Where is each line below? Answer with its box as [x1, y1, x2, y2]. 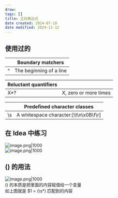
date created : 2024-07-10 [5, 20, 57, 26]
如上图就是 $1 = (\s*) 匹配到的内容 [5, 188, 73, 194]
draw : [5, 7, 16, 12]
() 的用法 [5, 163, 30, 171]
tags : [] [5, 12, 23, 16]
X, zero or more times [62, 89, 111, 96]
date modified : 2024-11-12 [5, 25, 59, 30]
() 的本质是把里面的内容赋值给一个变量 [5, 181, 82, 187]
